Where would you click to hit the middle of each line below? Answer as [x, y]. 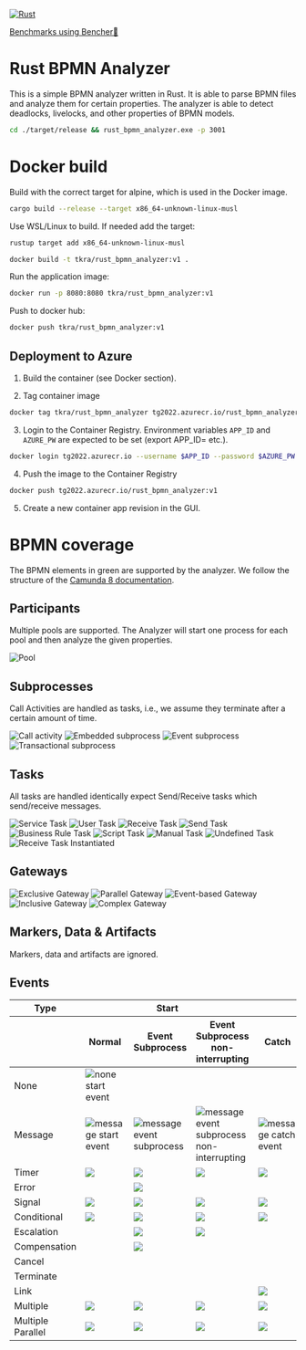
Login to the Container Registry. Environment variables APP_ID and [147, 430]
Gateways [39, 872]
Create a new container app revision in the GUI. [112, 508]
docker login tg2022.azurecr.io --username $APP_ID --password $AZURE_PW [153, 456]
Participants [45, 608]
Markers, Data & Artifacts [83, 932]
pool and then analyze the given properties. [91, 640]
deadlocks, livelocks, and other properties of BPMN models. [122, 113]
